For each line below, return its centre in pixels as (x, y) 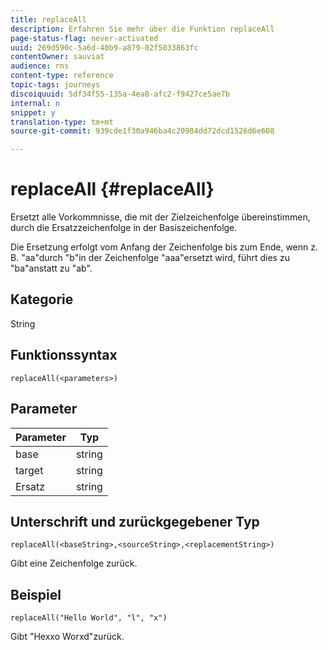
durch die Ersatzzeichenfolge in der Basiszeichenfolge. (124, 228)
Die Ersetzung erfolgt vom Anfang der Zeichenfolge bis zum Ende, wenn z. (164, 247)
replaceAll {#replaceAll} (112, 189)
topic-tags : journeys (55, 85)
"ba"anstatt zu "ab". (51, 268)
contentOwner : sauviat (57, 57)
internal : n (35, 103)
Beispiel (36, 594)
